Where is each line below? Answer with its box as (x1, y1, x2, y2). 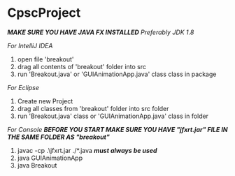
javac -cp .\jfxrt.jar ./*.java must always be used (17, 146, 157, 154)
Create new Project (17, 96, 73, 105)
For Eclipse (7, 83, 40, 91)
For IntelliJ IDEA (7, 41, 53, 50)
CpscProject (7, 5, 81, 21)
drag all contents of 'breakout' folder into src (17, 62, 147, 71)
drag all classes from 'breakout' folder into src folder (17, 104, 169, 112)
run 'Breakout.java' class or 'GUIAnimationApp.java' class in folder (17, 112, 208, 120)
